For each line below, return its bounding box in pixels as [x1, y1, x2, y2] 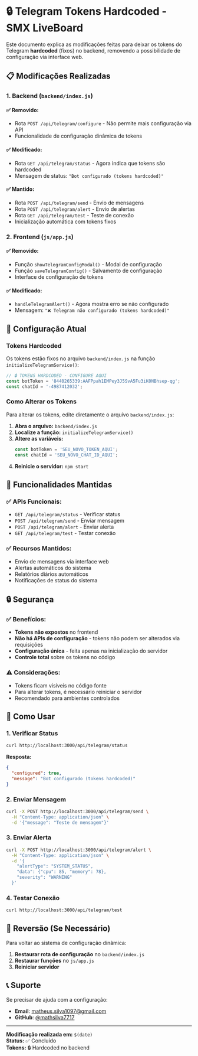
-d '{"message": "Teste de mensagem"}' [11, 819, 110, 826]
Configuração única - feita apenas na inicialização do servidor [14, 647, 168, 654]
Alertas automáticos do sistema [14, 564, 91, 571]
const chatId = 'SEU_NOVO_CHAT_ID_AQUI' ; [14, 452, 118, 458]
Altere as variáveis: [14, 435, 64, 442]
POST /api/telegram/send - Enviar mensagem [14, 517, 125, 524]
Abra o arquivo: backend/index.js [14, 422, 97, 429]
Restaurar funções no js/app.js [14, 957, 94, 964]
